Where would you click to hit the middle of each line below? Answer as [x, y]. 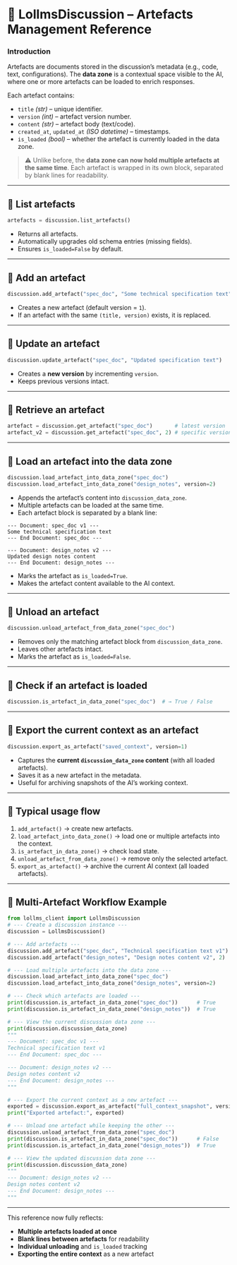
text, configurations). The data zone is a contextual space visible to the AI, [116, 74]
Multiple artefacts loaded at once [67, 1231]
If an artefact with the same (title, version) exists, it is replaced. [114, 315]
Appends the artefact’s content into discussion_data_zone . [102, 498]
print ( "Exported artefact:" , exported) [66, 1113]
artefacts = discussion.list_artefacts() [69, 221]
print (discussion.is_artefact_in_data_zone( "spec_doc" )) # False [113, 1139]
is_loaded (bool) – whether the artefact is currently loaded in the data [119, 139]
